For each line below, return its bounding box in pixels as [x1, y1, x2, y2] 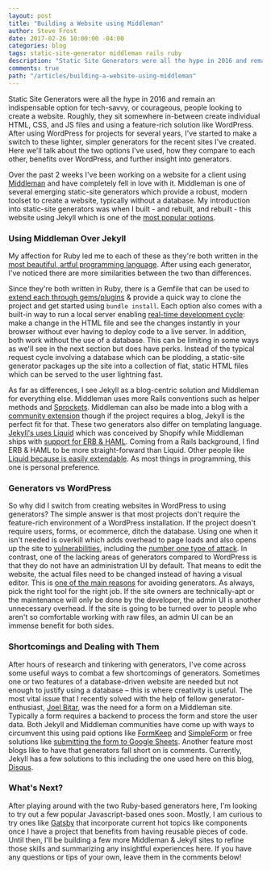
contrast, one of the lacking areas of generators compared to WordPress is [8, 552, 257, 562]
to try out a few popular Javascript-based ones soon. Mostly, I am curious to [8, 809, 263, 819]
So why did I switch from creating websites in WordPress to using [8, 501, 227, 511]
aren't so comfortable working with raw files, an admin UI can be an [8, 613, 234, 622]
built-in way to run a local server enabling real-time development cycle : [8, 309, 246, 319]
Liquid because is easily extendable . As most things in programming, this [8, 454, 252, 463]
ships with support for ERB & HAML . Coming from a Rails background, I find [8, 437, 260, 446]
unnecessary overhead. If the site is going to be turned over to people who [8, 604, 257, 613]
